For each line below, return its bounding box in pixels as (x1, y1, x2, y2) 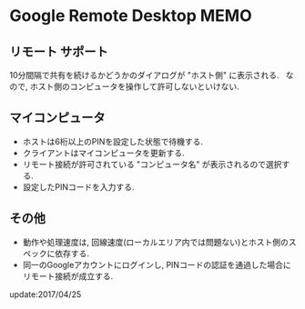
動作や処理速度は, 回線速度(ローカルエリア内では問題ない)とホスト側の (22, 236, 289, 247)
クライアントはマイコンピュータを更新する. (22, 147, 185, 158)
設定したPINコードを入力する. (22, 181, 135, 192)
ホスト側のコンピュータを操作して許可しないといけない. (29, 81, 239, 92)
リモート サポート (9, 44, 108, 59)
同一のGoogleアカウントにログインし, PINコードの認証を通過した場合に (22, 259, 291, 270)
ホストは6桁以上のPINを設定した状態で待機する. (22, 135, 203, 146)
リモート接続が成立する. (22, 270, 114, 282)
